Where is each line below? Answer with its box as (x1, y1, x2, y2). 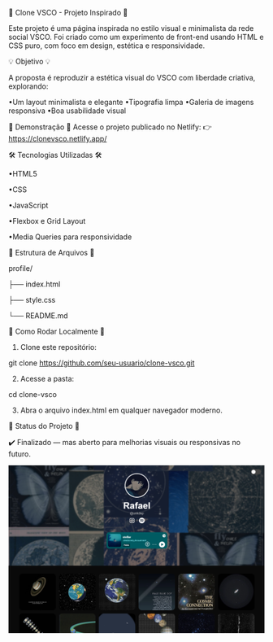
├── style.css (8, 295, 56, 304)
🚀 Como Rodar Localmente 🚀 (8, 326, 106, 336)
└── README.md (8, 311, 68, 321)
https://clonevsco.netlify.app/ (8, 134, 107, 143)
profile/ (8, 264, 33, 273)
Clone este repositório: (19, 343, 97, 352)
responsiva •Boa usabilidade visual (8, 106, 127, 116)
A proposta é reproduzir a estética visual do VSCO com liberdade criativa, (8, 73, 256, 82)
